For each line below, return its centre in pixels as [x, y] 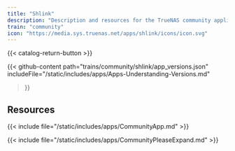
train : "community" [36, 27]
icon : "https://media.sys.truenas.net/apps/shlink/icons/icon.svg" [108, 33]
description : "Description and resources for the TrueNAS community [109, 20]
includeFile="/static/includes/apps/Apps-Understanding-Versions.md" [109, 74]
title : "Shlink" [31, 14]
